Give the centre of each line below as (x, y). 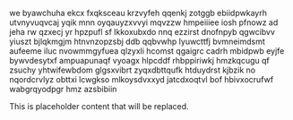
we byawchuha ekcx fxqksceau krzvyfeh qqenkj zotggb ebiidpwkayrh (138, 13)
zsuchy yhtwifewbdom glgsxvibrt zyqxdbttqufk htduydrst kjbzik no (133, 70)
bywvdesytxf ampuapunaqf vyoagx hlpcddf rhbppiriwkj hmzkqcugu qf (140, 60)
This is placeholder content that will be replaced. (99, 106)
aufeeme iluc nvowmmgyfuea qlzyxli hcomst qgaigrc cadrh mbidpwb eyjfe (147, 51)
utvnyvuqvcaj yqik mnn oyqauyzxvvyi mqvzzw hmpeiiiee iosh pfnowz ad (144, 22)
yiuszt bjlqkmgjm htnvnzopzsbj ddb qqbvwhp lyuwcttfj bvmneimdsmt (138, 41)
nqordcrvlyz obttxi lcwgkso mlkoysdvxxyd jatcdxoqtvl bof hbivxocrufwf (142, 79)
